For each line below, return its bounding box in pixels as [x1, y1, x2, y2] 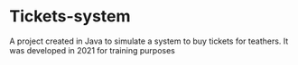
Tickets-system [9, 6, 131, 27]
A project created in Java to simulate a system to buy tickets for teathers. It [9, 36, 289, 46]
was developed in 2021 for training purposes [9, 45, 176, 55]
